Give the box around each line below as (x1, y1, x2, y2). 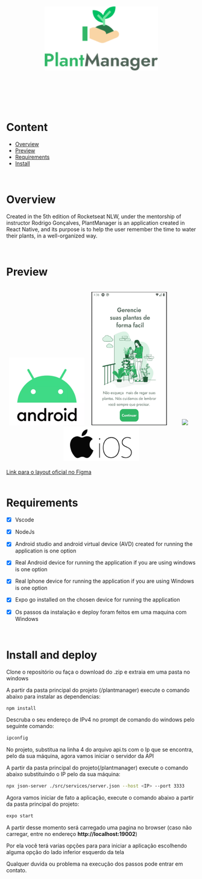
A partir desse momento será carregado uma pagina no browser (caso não (6, 824, 192, 831)
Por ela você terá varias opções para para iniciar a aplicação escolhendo (6, 842, 188, 849)
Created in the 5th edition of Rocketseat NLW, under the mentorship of (6, 213, 181, 220)
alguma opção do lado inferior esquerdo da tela (6, 849, 125, 856)
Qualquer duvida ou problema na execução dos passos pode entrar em (6, 860, 183, 867)
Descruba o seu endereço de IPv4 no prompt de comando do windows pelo (6, 716, 195, 723)
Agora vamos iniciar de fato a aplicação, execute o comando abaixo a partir (6, 794, 194, 801)
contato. (6, 867, 27, 874)
